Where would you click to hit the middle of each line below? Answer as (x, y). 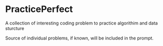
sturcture (15, 28)
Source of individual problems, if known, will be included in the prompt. (79, 38)
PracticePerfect (39, 9)
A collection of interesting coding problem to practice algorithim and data (81, 23)
